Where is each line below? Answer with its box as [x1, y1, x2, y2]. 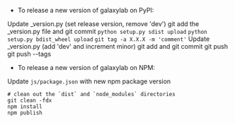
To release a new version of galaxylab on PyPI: [17, 6, 154, 14]
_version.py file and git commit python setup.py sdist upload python [7, 28, 207, 35]
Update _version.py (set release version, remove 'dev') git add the [7, 20, 200, 28]
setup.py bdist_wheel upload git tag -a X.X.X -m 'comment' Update [7, 35, 210, 43]
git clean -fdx [7, 97, 52, 104]
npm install [7, 103, 42, 110]
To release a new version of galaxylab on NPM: [17, 64, 156, 71]
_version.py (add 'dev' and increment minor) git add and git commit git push [7, 42, 229, 50]
